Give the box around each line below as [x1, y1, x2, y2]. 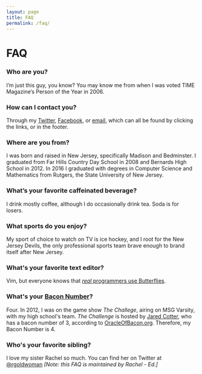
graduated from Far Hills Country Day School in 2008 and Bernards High [6, 159, 187, 166]
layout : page [6, 8, 39, 15]
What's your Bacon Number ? [6, 292, 93, 301]
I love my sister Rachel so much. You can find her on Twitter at [6, 354, 162, 361]
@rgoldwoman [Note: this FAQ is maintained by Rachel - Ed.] [6, 361, 158, 368]
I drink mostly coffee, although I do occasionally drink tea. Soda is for [6, 200, 180, 208]
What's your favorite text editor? [6, 263, 104, 272]
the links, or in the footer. [6, 123, 68, 131]
